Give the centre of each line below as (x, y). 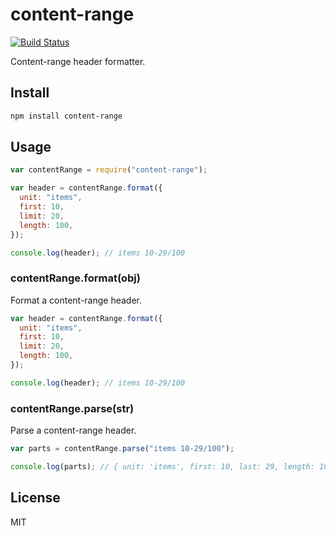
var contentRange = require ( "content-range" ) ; (109, 170)
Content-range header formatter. (78, 61)
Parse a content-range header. (73, 430)
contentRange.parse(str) (72, 408)
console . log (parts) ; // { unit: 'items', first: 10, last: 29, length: (162, 467)
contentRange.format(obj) (75, 278)
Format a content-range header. (76, 300)
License (35, 498)
